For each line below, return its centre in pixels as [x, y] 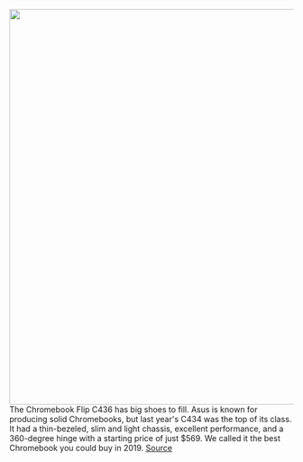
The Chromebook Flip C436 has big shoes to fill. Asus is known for [134, 410]
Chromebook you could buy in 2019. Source [91, 448]
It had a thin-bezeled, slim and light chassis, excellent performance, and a [147, 429]
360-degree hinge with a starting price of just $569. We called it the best [145, 438]
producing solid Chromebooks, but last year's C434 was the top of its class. [151, 419]
